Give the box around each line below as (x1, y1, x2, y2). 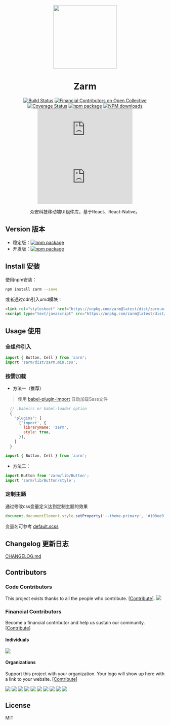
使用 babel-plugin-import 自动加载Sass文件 (17, 396, 108, 402)
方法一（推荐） (12, 385, 44, 391)
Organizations (5, 659, 36, 666)
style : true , (23, 430, 51, 435)
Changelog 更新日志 (5, 539, 69, 548)
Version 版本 (5, 225, 46, 234)
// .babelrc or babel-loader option (10, 406, 87, 411)
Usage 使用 (5, 327, 41, 335)
